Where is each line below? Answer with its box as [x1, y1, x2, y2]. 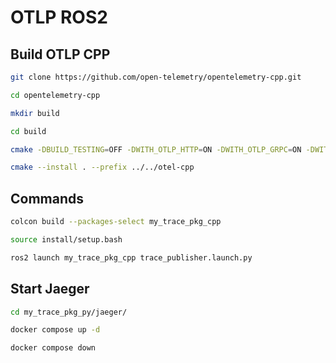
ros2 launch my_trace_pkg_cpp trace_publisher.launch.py [10, 252, 253, 263]
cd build [10, 126, 47, 136]
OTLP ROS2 [10, 6, 108, 29]
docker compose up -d [10, 325, 101, 335]
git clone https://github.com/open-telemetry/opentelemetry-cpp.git [10, 72, 302, 82]
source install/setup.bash [10, 234, 123, 245]
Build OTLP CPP [10, 46, 111, 63]
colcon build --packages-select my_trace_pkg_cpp [10, 217, 222, 227]
